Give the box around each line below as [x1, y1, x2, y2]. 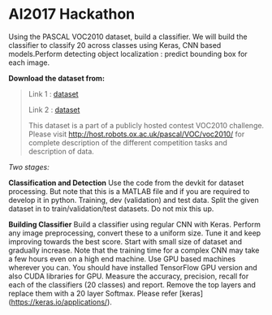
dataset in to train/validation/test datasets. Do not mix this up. [8, 204, 214, 214]
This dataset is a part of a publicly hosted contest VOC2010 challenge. [28, 120, 265, 130]
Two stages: [8, 162, 50, 171]
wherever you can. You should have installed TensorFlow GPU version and [8, 262, 257, 272]
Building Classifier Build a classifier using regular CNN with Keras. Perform [8, 219, 261, 229]
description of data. [28, 146, 95, 156]
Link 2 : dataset [28, 105, 80, 114]
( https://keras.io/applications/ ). [8, 297, 112, 307]
